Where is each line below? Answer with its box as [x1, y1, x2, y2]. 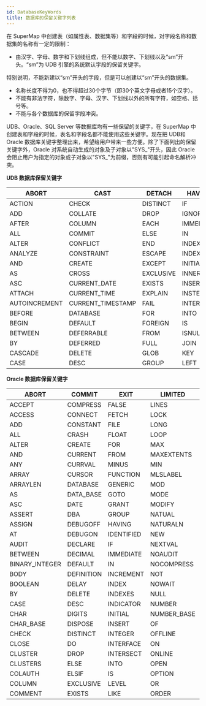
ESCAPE [142, 249, 167, 257]
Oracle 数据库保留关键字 [6, 375, 69, 382]
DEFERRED [69, 338, 101, 347]
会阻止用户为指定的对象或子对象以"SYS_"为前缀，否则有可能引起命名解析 [6, 153, 191, 161]
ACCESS [9, 410, 35, 419]
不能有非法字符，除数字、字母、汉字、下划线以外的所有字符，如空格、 [15, 94, 193, 102]
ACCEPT [9, 400, 35, 409]
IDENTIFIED [107, 529, 142, 538]
